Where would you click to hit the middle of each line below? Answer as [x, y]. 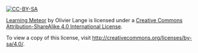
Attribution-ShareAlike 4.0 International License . [64, 27]
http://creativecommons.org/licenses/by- [142, 38]
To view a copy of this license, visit [49, 38]
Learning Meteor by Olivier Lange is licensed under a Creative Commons [94, 20]
